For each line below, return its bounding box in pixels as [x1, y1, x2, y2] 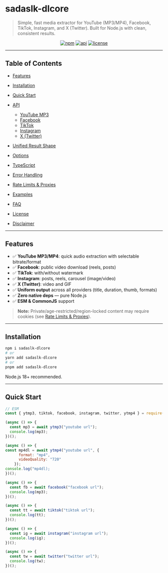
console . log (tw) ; [9, 558, 46, 564]
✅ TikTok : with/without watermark [12, 270, 83, 276]
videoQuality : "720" [18, 457, 61, 462]
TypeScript [12, 162, 35, 168]
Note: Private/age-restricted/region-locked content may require [17, 308, 149, 314]
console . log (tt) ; [9, 513, 46, 518]
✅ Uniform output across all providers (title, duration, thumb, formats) [12, 287, 157, 293]
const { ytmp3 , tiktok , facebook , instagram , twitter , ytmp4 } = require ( [5, 411, 164, 416]
